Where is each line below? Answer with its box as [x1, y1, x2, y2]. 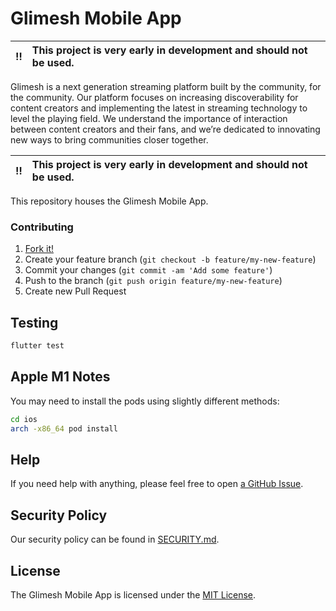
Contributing [10, 220, 74, 234]
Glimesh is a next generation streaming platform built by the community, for [10, 80, 322, 92]
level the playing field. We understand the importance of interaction [10, 112, 288, 124]
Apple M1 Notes [10, 368, 111, 386]
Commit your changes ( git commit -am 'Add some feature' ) [24, 264, 273, 276]
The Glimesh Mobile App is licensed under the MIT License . [10, 588, 257, 601]
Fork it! [24, 243, 55, 255]
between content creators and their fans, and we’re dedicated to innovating [10, 123, 321, 135]
